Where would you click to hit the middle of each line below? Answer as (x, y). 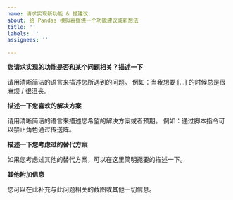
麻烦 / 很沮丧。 (29, 91)
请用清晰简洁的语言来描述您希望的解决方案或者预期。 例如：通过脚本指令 (113, 121)
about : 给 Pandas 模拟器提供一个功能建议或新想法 (73, 20)
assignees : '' (28, 40)
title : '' (22, 27)
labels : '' (23, 33)
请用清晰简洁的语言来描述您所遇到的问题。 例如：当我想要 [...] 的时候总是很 (117, 82)
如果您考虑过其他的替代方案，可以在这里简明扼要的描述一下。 (97, 160)
